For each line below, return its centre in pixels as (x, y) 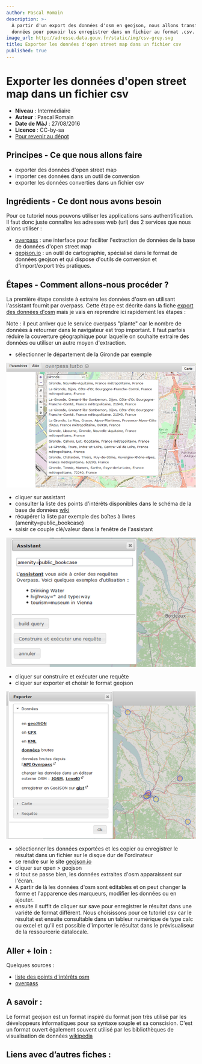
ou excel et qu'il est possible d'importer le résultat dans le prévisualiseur (105, 926)
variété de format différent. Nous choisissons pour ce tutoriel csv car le (103, 913)
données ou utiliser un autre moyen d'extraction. (66, 343)
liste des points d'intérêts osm (52, 977)
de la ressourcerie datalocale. (52, 932)
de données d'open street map (53, 247)
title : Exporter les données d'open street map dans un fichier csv (94, 45)
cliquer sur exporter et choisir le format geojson (74, 683)
